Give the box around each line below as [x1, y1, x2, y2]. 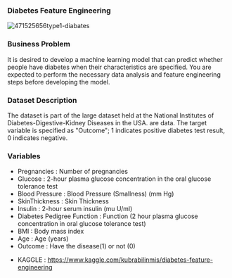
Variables [7, 151, 41, 160]
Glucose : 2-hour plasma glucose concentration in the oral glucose [17, 175, 212, 183]
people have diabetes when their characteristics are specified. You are [7, 63, 212, 71]
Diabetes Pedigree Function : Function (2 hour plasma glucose [17, 212, 198, 220]
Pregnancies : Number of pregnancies [17, 168, 129, 176]
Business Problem [7, 39, 71, 49]
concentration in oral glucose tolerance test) [17, 220, 146, 228]
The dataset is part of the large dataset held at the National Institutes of [7, 111, 214, 120]
